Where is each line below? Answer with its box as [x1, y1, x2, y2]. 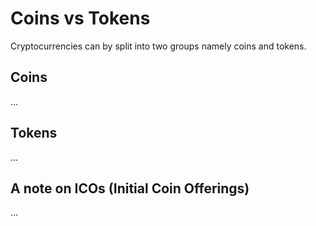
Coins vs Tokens [10, 7, 151, 30]
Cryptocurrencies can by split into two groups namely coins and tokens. [10, 40, 307, 52]
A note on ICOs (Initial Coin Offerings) [10, 180, 250, 197]
